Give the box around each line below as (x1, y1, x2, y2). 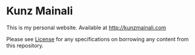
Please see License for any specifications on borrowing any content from (6, 35, 189, 42)
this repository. (6, 42, 44, 49)
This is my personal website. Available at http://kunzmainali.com (6, 24, 167, 31)
